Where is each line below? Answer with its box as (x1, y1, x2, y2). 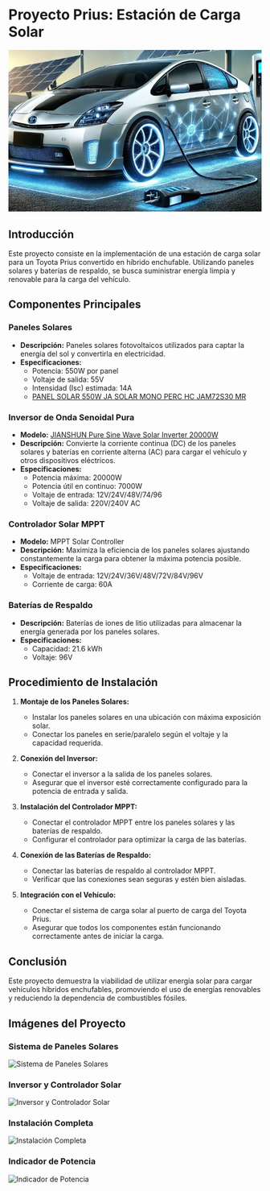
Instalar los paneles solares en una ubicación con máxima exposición (31, 713, 261, 722)
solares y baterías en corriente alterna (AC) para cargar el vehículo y (19, 447, 247, 457)
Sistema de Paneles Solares (8, 1040, 119, 1052)
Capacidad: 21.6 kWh (31, 643, 103, 653)
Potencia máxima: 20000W (31, 473, 122, 482)
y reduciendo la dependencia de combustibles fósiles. (8, 993, 187, 1003)
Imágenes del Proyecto (8, 1016, 126, 1030)
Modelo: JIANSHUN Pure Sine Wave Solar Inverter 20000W (19, 429, 219, 440)
